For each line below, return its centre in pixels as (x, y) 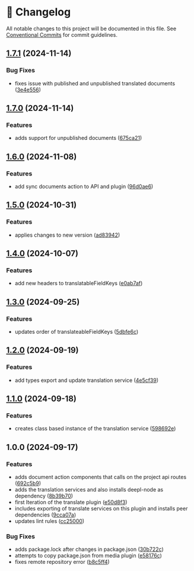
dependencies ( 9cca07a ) (45, 515)
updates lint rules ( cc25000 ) (50, 521)
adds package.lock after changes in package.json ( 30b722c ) (89, 549)
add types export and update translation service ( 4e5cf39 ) (87, 380)
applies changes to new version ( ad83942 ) (67, 235)
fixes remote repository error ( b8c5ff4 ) (62, 562)
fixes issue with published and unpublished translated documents (95, 83)
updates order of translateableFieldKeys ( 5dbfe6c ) (77, 332)
